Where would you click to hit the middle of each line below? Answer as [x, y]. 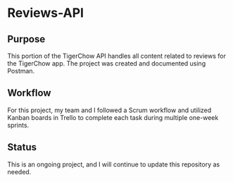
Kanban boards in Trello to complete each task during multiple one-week [113, 117]
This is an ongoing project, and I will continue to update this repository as [114, 164]
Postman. [21, 71]
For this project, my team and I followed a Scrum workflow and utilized [109, 110]
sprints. [18, 125]
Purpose [26, 39]
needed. [19, 171]
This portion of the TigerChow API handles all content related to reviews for [117, 56]
